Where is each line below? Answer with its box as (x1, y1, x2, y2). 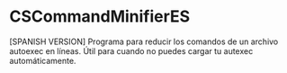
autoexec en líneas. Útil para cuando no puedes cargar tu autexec (9, 45, 254, 56)
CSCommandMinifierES (9, 6, 191, 27)
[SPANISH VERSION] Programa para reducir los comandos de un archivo (9, 36, 279, 47)
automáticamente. (9, 55, 76, 66)
